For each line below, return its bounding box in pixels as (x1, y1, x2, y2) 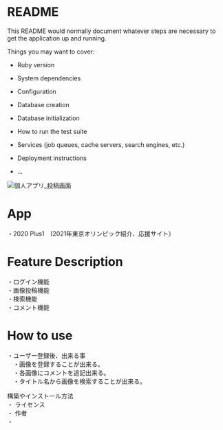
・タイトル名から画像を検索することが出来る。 (12, 377, 146, 385)
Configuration (17, 87, 56, 95)
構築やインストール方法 (7, 392, 74, 400)
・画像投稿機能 (7, 286, 50, 294)
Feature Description (7, 254, 123, 270)
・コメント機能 (7, 303, 50, 311)
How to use (7, 328, 73, 343)
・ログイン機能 (7, 278, 50, 286)
